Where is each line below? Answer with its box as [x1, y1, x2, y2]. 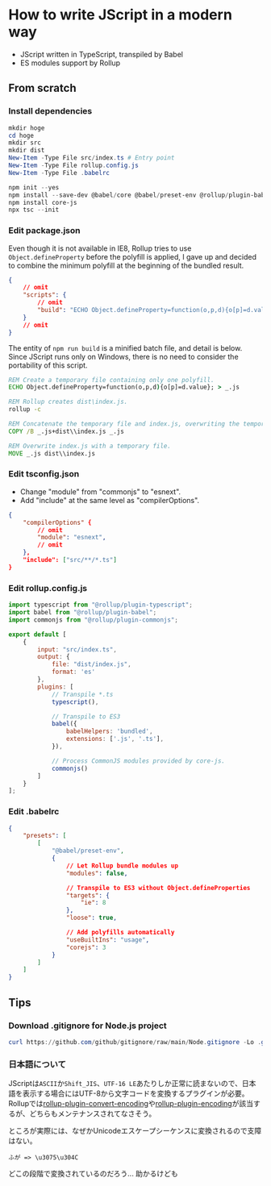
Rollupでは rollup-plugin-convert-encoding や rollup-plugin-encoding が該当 [8, 1099, 254, 1109]
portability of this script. [8, 360, 88, 370]
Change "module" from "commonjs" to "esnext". [19, 486, 181, 497]
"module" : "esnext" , [37, 534, 106, 542]
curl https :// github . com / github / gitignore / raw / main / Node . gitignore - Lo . [8, 1038, 262, 1046]
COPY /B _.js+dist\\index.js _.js [8, 427, 125, 435]
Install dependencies [8, 106, 93, 117]
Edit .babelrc [8, 806, 60, 818]
